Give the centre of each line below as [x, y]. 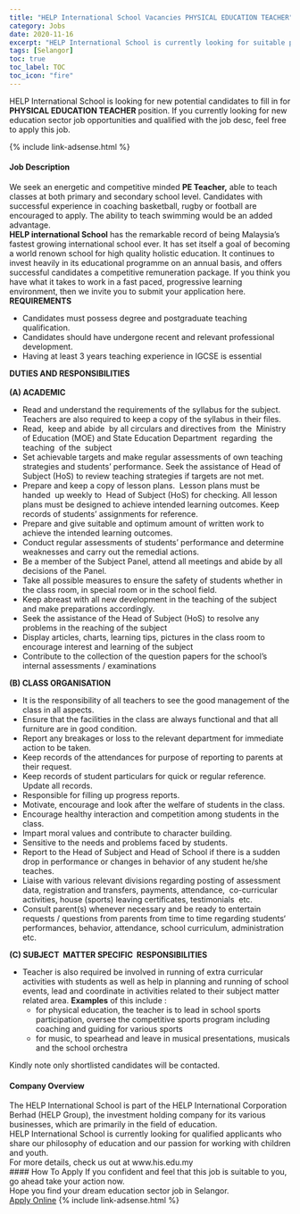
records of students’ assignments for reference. [110, 513]
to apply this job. [40, 129]
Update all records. [57, 786]
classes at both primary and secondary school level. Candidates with [136, 196]
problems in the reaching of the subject [95, 628]
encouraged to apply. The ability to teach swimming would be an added [141, 215]
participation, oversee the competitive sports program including [153, 1019]
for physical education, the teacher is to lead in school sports [148, 1010]
